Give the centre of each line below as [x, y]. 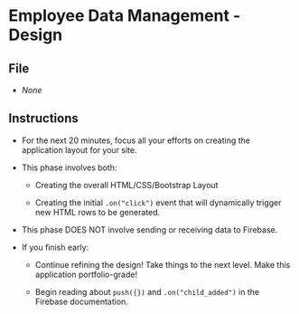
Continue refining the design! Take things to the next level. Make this [163, 264]
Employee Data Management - [125, 16]
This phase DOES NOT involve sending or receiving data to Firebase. [149, 229]
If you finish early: [55, 247]
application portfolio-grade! [86, 274]
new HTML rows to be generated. [98, 212]
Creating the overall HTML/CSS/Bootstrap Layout [126, 185]
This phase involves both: [69, 167]
